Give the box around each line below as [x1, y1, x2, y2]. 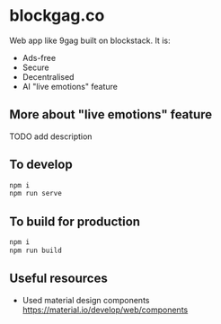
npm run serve [9, 189, 63, 198]
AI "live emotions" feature [22, 81, 119, 92]
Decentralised [22, 71, 75, 82]
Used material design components [22, 294, 150, 305]
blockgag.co [9, 5, 105, 26]
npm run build [9, 246, 63, 255]
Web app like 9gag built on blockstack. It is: [9, 35, 171, 46]
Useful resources [9, 271, 108, 286]
